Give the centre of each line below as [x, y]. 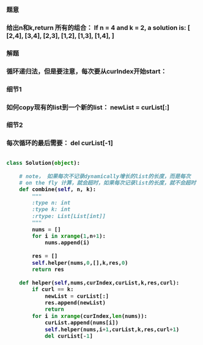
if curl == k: [53, 290]
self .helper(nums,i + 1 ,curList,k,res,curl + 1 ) [112, 329]
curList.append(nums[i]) [82, 323]
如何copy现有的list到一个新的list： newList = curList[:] [88, 107]
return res [48, 269]
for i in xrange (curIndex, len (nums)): [90, 316]
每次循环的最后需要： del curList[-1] [60, 143]
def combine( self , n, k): [58, 189]
